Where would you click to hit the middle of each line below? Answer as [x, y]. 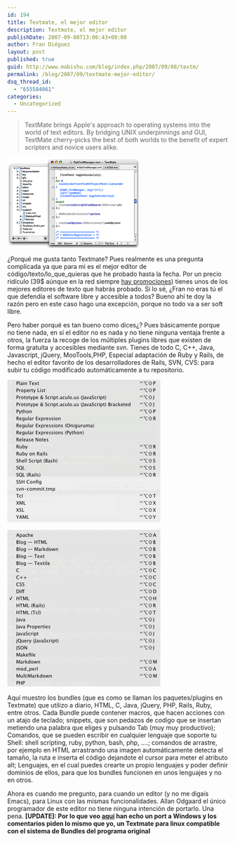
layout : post [26, 52]
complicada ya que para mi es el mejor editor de [77, 266]
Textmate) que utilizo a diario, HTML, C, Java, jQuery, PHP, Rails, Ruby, [110, 705]
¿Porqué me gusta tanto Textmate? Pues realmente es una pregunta [105, 259]
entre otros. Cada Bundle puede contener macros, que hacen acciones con [116, 712]
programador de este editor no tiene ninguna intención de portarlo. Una [110, 808]
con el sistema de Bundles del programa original [79, 831]
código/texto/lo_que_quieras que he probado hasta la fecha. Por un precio [115, 274]
